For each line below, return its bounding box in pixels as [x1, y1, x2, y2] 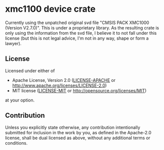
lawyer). [5, 40, 22, 46]
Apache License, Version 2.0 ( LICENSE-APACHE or [12, 77, 116, 83]
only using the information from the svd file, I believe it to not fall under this [5, 30, 157, 36]
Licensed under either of [5, 68, 55, 74]
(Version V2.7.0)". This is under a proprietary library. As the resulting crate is [5, 25, 160, 30]
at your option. [5, 97, 35, 103]
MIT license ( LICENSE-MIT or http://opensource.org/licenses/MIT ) [12, 87, 147, 94]
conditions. [5, 140, 28, 146]
